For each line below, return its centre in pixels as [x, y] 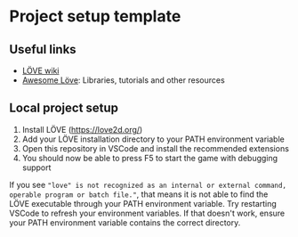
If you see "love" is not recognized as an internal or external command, [148, 184]
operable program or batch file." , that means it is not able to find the [139, 194]
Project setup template [95, 16]
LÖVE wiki [40, 70]
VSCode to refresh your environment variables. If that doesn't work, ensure [147, 213]
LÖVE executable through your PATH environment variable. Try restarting [143, 203]
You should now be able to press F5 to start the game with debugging [150, 158]
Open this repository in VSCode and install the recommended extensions [155, 148]
